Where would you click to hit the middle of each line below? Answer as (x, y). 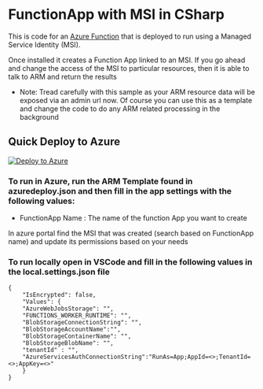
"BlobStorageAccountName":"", (72, 330)
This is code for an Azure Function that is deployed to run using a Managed (130, 36)
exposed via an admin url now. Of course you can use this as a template (136, 100)
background (39, 117)
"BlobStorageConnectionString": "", (82, 323)
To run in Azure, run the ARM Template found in (100, 181)
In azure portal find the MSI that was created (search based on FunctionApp (131, 233)
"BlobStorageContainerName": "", (77, 336)
